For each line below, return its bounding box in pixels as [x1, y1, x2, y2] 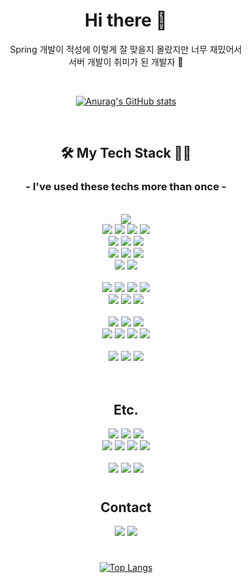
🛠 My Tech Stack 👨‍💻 [60, 145, 192, 162]
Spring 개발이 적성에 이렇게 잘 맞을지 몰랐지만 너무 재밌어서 [9, 43, 243, 55]
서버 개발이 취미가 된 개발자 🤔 [68, 55, 184, 68]
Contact [100, 499, 152, 516]
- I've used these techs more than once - [25, 180, 227, 194]
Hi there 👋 [84, 9, 168, 32]
